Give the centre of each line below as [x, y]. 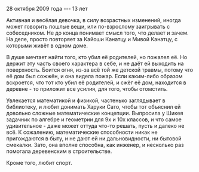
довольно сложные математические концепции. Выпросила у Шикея [95, 113]
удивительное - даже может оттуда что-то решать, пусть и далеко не [95, 126]
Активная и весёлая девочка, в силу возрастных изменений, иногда [94, 20]
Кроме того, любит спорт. [39, 163]
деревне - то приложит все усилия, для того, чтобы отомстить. [87, 89]
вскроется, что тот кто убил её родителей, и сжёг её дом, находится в [96, 82]
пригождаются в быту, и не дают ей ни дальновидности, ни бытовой [94, 139]
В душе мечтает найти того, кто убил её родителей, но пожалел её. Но [97, 57]
